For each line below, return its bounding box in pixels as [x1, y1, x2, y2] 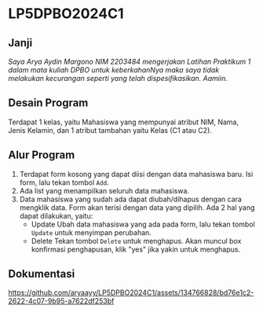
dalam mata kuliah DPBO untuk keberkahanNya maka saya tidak [8, 65, 220, 75]
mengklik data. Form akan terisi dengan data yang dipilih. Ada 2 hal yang [19, 202, 255, 212]
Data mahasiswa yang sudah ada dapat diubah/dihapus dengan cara [19, 194, 242, 204]
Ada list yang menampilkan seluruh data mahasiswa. [19, 186, 190, 195]
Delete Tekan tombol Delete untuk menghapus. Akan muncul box [31, 236, 242, 245]
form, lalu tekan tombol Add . [19, 178, 109, 187]
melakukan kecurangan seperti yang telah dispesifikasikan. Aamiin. [8, 74, 228, 83]
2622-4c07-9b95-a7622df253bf [8, 296, 115, 306]
